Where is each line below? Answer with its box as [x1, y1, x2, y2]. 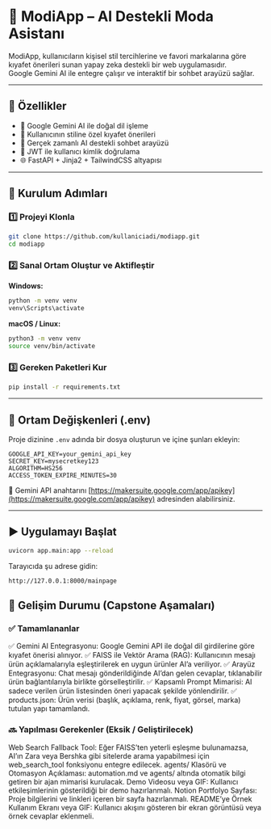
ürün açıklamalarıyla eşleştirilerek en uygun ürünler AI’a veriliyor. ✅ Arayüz [8, 659, 256, 669]
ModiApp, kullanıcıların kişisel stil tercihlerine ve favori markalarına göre [8, 51, 247, 61]
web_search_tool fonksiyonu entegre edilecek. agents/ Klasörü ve [8, 760, 227, 769]
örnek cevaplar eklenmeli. [8, 811, 94, 821]
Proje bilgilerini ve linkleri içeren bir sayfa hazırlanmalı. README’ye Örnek [8, 793, 252, 803]
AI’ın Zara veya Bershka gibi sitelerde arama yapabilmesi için [8, 751, 210, 760]
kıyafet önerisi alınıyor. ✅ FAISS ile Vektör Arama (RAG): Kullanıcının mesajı [8, 650, 256, 660]
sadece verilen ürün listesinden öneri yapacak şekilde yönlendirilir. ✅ [8, 686, 238, 696]
